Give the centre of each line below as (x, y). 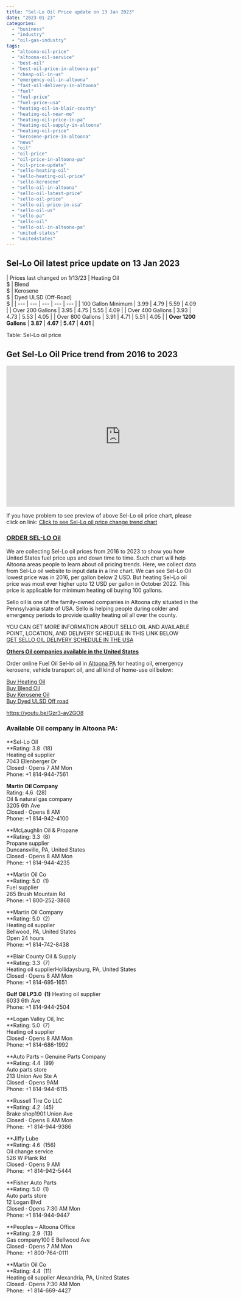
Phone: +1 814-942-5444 (39, 1170)
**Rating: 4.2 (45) (30, 1107)
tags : (13, 46)
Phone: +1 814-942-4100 (37, 818)
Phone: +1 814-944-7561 (37, 774)
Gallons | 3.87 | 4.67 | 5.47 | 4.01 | (50, 323)
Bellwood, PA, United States (41, 931)
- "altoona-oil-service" (43, 57)
